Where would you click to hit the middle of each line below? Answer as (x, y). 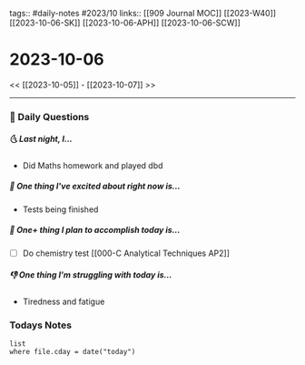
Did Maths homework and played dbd (93, 165)
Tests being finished (60, 209)
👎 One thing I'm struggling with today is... (91, 275)
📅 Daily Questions (49, 117)
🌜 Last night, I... (41, 139)
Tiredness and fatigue (64, 301)
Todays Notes (41, 325)
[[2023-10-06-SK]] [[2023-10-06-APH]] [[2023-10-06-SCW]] (125, 23)
